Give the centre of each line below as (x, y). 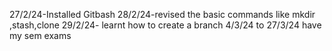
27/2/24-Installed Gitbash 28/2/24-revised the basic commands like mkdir (162, 14)
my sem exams (40, 35)
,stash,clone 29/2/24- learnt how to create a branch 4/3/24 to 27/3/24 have (165, 25)
